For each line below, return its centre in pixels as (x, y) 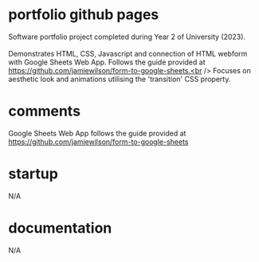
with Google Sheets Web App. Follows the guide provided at (107, 62)
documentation (60, 228)
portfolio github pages (84, 15)
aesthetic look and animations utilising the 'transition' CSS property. (120, 79)
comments (45, 111)
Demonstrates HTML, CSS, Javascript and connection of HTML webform (128, 53)
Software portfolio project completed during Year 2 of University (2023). (127, 37)
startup (33, 174)
